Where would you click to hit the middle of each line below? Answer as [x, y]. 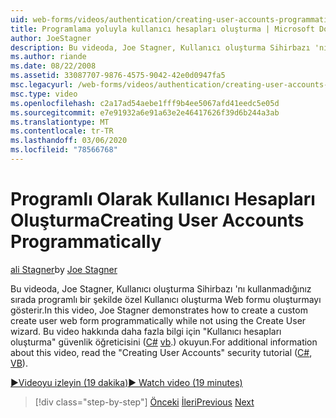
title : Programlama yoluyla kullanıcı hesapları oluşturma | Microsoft [162, 29]
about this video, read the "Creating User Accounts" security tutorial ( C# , [161, 352]
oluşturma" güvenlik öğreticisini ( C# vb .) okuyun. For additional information [164, 342]
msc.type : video [44, 94]
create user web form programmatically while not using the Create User [158, 320]
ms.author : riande [48, 57]
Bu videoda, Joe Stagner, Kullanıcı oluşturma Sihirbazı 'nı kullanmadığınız [161, 288]
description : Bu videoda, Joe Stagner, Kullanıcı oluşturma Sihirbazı [160, 47]
